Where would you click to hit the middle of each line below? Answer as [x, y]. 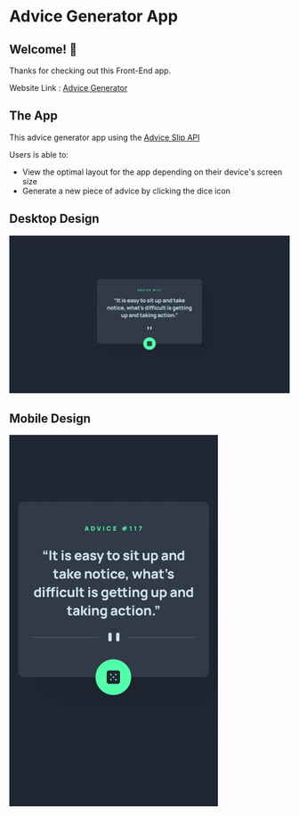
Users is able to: [39, 154]
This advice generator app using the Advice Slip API [105, 137]
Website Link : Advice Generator [69, 88]
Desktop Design [54, 219]
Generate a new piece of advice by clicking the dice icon [126, 191]
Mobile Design [50, 418]
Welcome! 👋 [43, 49]
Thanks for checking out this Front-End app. [90, 70]
